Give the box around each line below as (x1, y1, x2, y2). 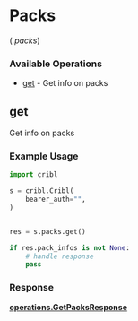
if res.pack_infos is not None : (9, 243, 130, 252)
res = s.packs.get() (9, 227, 87, 236)
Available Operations (9, 57, 103, 70)
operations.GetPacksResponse (9, 301, 128, 312)
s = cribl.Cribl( (9, 187, 74, 195)
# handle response (25, 252, 94, 261)
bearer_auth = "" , (25, 195, 87, 204)
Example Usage (9, 150, 79, 162)
